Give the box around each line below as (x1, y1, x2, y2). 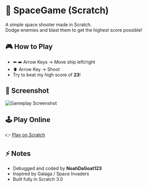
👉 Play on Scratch (5, 132, 45, 138)
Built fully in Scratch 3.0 (12, 176, 63, 182)
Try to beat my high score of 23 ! (12, 72, 81, 78)
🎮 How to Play (5, 42, 53, 51)
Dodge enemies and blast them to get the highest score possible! (5, 27, 142, 33)
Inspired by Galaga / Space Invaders (12, 171, 89, 177)
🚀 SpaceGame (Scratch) (5, 5, 109, 16)
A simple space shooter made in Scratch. (5, 21, 92, 28)
